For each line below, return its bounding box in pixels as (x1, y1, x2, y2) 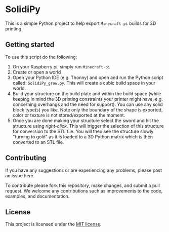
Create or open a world (12, 69, 61, 75)
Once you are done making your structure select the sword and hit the (12, 118, 159, 124)
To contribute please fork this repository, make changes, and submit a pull (5, 182, 160, 188)
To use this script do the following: (5, 54, 77, 60)
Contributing (5, 153, 47, 163)
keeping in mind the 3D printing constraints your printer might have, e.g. (12, 96, 163, 102)
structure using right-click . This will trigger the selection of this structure (12, 123, 164, 129)
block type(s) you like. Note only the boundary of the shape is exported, (12, 106, 163, 112)
